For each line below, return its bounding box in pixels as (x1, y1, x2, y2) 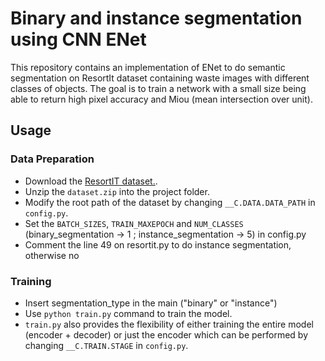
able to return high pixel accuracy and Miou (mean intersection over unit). (10, 93, 313, 105)
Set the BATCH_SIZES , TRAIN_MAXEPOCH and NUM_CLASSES (24, 217, 244, 229)
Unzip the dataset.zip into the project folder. (24, 185, 210, 197)
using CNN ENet (10, 28, 147, 51)
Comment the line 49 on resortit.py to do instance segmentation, (24, 238, 292, 251)
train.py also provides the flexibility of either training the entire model (24, 318, 314, 330)
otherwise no (24, 249, 80, 261)
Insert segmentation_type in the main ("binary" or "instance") (24, 297, 278, 309)
